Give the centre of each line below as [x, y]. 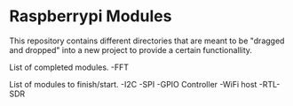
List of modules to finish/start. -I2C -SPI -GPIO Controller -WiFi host [133, 84]
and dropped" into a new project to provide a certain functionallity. [131, 49]
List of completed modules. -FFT [69, 67]
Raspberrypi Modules [91, 16]
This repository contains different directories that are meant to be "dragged [147, 41]
